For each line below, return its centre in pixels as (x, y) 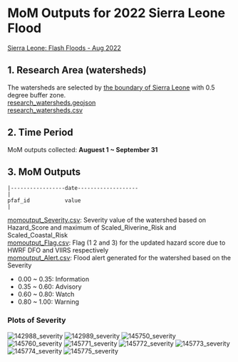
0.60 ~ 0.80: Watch (46, 294)
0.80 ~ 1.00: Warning (48, 302)
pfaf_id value (44, 201)
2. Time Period (40, 133)
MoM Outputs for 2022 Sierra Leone (117, 13)
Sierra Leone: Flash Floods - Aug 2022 (64, 48)
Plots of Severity (37, 320)
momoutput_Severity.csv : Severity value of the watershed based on (107, 220)
